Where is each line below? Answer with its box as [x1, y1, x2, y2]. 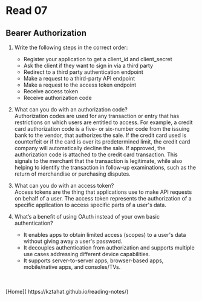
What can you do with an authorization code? [14, 106, 128, 113]
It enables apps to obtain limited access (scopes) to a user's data [23, 231, 186, 238]
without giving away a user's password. [23, 237, 123, 245]
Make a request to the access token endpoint [23, 81, 137, 88]
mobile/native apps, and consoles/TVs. [23, 263, 121, 270]
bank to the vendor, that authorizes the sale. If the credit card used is [14, 131, 187, 139]
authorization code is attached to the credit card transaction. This [14, 151, 178, 158]
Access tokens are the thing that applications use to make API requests [14, 188, 192, 196]
